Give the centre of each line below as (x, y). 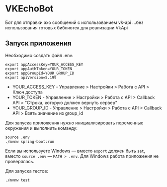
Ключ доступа (28, 92)
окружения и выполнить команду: (42, 128)
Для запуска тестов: (27, 171)
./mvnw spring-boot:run (30, 141)
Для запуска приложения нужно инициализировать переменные (74, 123)
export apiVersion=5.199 (31, 78)
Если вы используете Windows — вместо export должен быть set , (75, 151)
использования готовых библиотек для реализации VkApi (67, 27)
